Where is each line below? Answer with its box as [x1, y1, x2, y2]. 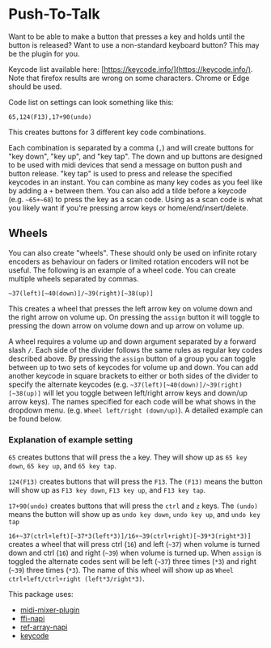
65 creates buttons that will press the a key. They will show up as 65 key [8, 452, 248, 462]
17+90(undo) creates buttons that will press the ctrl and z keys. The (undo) [8, 501, 259, 510]
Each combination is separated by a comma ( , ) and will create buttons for [8, 142, 255, 152]
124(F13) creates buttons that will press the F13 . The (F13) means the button [8, 476, 263, 486]
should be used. [8, 82, 62, 91]
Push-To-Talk [8, 5, 100, 23]
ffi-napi [19, 614, 45, 624]
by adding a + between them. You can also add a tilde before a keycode [8, 185, 247, 195]
